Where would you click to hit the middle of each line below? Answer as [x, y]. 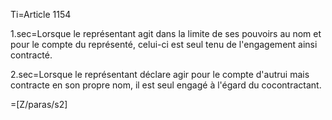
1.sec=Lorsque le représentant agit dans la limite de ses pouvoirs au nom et [166, 33]
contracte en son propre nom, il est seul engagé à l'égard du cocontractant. [166, 85]
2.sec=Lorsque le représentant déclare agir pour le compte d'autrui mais [160, 74]
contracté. [31, 55]
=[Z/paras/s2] [39, 104]
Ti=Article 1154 [41, 14]
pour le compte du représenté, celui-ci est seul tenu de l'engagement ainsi [164, 44]
